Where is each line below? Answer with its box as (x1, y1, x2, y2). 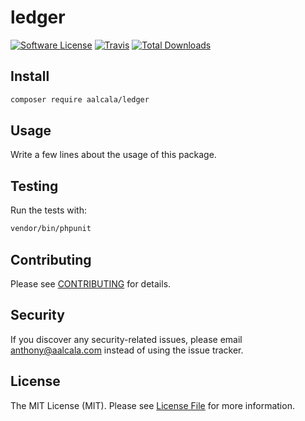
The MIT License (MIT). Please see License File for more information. (10, 399, 295, 411)
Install (10, 68, 50, 85)
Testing (10, 177, 59, 195)
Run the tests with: (10, 204, 87, 216)
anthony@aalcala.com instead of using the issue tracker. (10, 344, 244, 356)
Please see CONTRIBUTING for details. (10, 277, 172, 290)
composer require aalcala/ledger (10, 94, 150, 105)
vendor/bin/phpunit (10, 224, 92, 234)
